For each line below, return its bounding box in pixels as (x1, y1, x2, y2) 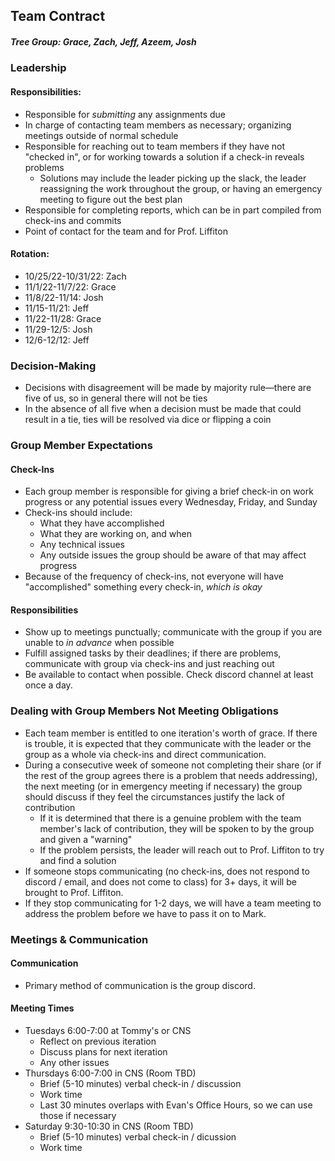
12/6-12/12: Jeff (24, 334, 90, 346)
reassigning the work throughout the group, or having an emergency (39, 182, 322, 194)
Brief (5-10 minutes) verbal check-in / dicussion (39, 1131, 237, 1143)
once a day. (24, 679, 73, 691)
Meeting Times (10, 1002, 75, 1014)
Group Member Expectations (10, 438, 153, 452)
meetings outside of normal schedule (24, 129, 179, 141)
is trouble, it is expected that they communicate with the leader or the (24, 737, 312, 749)
